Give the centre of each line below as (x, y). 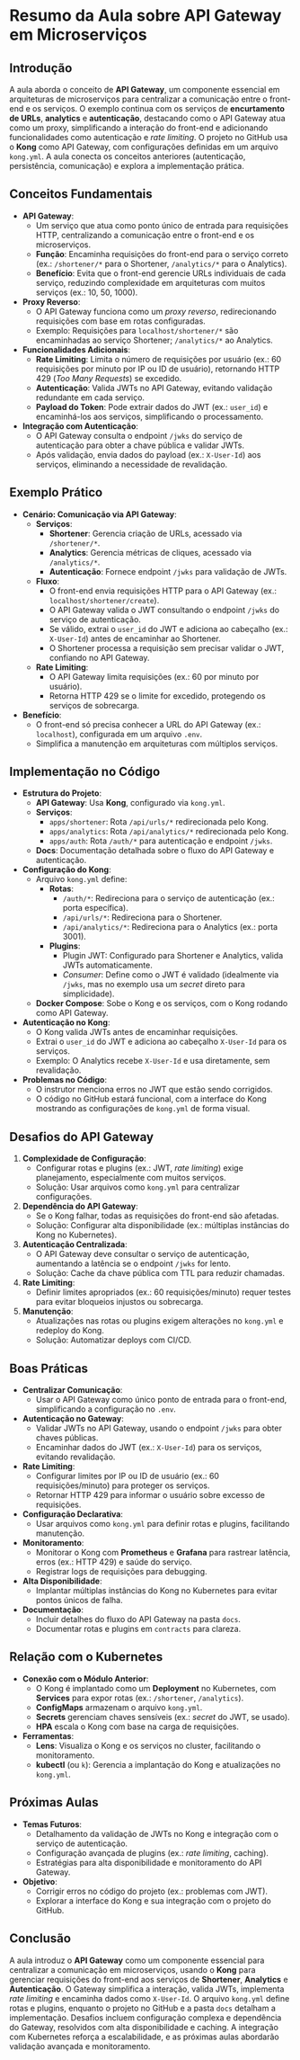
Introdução (41, 68)
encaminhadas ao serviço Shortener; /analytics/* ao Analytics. (154, 340)
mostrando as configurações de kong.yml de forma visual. (143, 1109)
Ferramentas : (48, 1735)
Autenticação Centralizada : (75, 1244)
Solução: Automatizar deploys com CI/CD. (114, 1340)
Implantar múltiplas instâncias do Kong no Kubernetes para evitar (157, 1591)
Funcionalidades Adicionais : (76, 349)
